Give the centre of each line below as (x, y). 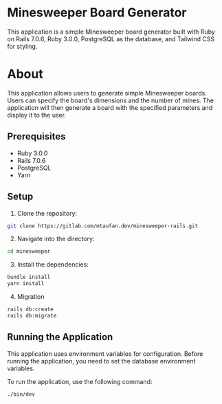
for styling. (22, 46)
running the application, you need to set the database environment (101, 361)
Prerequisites (36, 136)
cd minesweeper (29, 251)
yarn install (26, 284)
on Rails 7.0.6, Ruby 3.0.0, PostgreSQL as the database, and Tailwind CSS (111, 38)
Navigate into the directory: (56, 239)
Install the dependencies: (53, 265)
